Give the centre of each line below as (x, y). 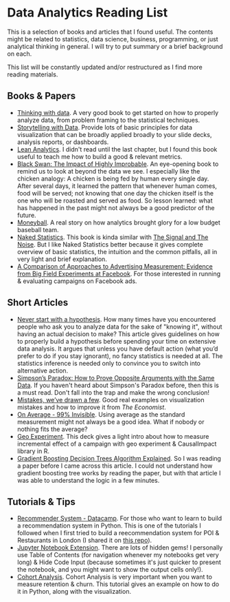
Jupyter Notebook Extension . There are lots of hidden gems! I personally (120, 548)
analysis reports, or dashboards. (63, 142)
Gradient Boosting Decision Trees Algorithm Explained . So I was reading (119, 458)
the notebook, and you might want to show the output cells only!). (110, 570)
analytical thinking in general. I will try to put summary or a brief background (115, 46)
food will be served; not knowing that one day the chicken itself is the (115, 193)
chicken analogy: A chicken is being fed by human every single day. (113, 178)
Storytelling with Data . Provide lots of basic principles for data (105, 127)
